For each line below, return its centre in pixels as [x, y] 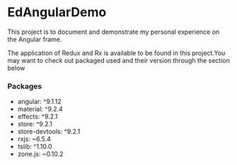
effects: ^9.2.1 [37, 116]
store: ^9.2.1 [35, 124]
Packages [25, 86]
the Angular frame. [35, 39]
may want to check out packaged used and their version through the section [118, 60]
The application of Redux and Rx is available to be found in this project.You [116, 53]
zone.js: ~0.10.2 [40, 154]
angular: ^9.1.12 [39, 102]
